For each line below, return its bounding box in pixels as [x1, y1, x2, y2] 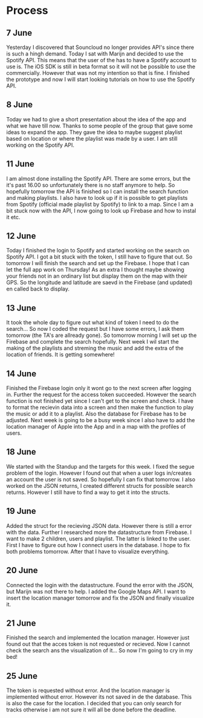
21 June [6, 618, 36, 628]
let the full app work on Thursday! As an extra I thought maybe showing [6, 266, 184, 274]
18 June [6, 447, 36, 457]
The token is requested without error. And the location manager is [6, 687, 170, 694]
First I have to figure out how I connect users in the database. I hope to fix [6, 541, 190, 548]
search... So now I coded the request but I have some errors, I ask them [6, 325, 184, 333]
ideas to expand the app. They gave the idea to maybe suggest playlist [6, 128, 182, 136]
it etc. [6, 213, 21, 220]
